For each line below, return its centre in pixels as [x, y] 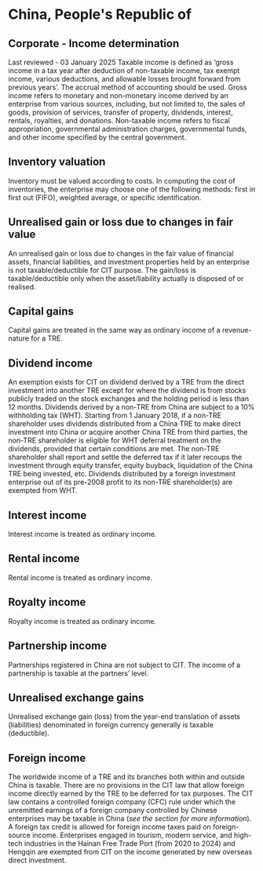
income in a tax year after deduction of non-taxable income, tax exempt [124, 71]
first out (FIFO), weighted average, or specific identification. [105, 197]
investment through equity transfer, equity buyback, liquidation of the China [131, 465]
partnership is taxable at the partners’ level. [79, 673]
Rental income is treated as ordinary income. [80, 578]
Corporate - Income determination [94, 44]
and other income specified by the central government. [97, 137]
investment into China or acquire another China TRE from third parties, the [128, 432]
